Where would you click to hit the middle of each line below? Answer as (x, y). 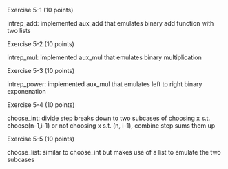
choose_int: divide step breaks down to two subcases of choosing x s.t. (109, 118)
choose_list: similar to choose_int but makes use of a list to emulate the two (114, 152)
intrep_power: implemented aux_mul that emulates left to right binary (105, 84)
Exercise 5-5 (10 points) (41, 139)
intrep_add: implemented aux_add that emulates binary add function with (111, 23)
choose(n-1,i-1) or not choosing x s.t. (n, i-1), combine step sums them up (111, 126)
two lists (19, 31)
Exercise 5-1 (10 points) (40, 10)
